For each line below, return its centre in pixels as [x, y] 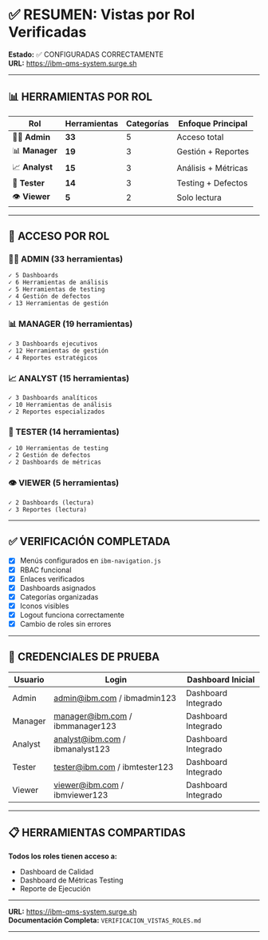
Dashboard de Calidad [57, 871]
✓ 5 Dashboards [33, 276]
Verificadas [47, 32]
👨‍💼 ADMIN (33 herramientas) [66, 259]
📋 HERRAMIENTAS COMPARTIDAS [97, 833]
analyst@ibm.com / [90, 739]
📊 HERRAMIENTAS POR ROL [81, 97]
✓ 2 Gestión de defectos [49, 456]
